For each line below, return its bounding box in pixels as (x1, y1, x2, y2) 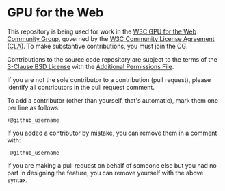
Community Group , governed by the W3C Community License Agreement (7, 34, 215, 42)
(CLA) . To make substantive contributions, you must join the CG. (7, 42, 188, 50)
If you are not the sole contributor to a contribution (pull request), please (7, 75, 211, 84)
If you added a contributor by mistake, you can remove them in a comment (7, 129, 217, 137)
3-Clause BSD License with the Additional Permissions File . (7, 62, 174, 71)
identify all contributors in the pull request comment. (7, 83, 155, 91)
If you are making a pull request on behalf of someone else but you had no (7, 161, 217, 169)
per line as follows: (7, 103, 60, 112)
